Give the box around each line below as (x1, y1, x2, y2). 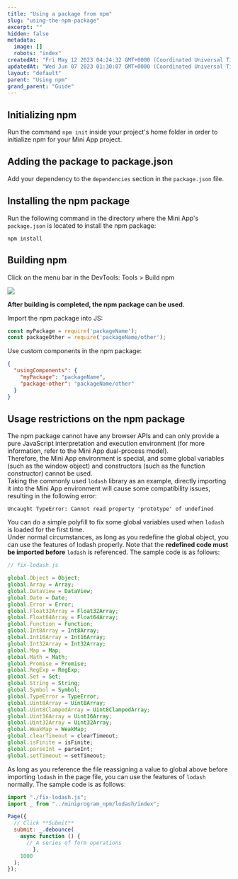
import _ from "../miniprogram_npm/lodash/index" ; (7, 800, 160, 808)
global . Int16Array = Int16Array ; (7, 634, 106, 641)
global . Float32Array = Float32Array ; (7, 607, 119, 614)
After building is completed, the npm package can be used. (7, 300, 186, 309)
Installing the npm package (7, 195, 130, 207)
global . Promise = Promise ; (7, 660, 87, 667)
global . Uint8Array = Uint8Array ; (7, 699, 106, 706)
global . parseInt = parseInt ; (7, 745, 93, 752)
